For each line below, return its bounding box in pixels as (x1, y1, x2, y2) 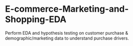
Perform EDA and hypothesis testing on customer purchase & (5, 30, 128, 36)
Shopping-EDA (5, 14, 67, 25)
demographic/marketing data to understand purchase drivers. (5, 35, 129, 41)
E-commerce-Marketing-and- (5, 3, 129, 15)
